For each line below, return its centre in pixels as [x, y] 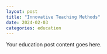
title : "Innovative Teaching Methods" [53, 17]
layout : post [22, 11]
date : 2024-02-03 [27, 22]
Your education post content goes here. [54, 45]
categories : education [34, 28]
